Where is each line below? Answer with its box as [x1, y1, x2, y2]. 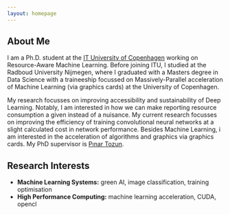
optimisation [16, 185, 53, 194]
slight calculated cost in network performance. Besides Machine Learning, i [7, 125, 221, 134]
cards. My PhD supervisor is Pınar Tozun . [7, 140, 124, 148]
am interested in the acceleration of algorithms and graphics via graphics [7, 133, 214, 141]
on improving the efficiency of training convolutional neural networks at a [7, 118, 214, 126]
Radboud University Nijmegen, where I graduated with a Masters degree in [7, 68, 218, 76]
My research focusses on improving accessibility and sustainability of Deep [7, 96, 221, 104]
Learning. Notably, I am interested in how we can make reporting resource [7, 104, 217, 112]
